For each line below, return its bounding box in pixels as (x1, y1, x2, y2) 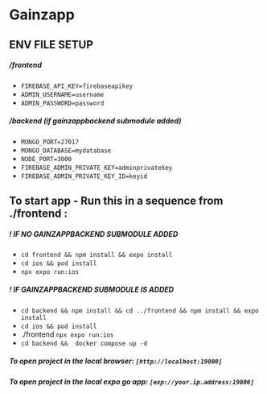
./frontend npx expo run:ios (20, 329, 114, 339)
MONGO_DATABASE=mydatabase (20, 147, 112, 155)
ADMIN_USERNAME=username (20, 90, 105, 98)
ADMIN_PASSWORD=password (20, 99, 105, 107)
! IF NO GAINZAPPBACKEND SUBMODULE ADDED (9, 229, 179, 238)
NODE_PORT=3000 (20, 155, 72, 163)
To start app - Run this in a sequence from (9, 193, 224, 207)
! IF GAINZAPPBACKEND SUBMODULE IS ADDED (9, 284, 175, 295)
